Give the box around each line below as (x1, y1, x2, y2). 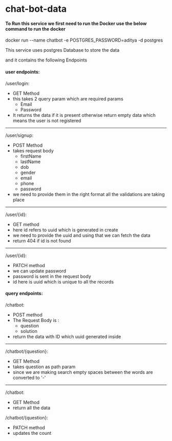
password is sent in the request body (12, 273, 91, 279)
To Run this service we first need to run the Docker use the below (5, 20, 147, 26)
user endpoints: (5, 69, 40, 75)
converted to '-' (12, 374, 46, 380)
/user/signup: (5, 132, 34, 138)
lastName (20, 158, 41, 165)
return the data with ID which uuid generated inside (12, 333, 121, 339)
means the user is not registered (12, 117, 81, 124)
